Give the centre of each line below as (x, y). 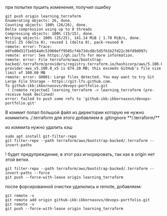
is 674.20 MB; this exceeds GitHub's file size (111, 69)
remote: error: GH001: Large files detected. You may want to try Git (80, 77)
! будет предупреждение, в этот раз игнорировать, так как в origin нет (80, 154)
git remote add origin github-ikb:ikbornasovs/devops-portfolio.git (78, 200)
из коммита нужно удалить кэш (39, 127)
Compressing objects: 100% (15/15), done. (50, 34)
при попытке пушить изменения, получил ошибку (58, 7)
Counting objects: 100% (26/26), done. (46, 25)
